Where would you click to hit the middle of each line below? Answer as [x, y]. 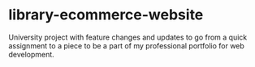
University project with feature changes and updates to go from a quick [128, 37]
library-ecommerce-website [106, 15]
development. [31, 54]
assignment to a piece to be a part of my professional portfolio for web [127, 45]
